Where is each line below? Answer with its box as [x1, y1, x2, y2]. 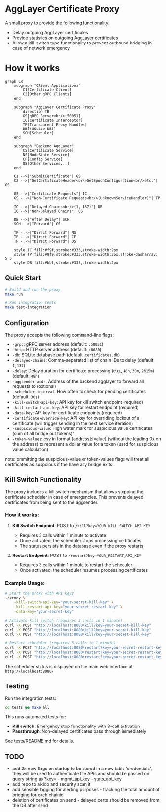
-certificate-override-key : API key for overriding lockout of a [12, 415, 140, 421]
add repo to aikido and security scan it [12, 781, 91, 787]
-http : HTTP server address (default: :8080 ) [12, 347, 102, 352]
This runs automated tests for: [5, 714, 67, 720]
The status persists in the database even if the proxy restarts [19, 543, 144, 549]
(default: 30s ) [12, 394, 40, 400]
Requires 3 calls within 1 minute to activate [19, 532, 106, 538]
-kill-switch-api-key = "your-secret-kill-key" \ [14, 600, 114, 605]
